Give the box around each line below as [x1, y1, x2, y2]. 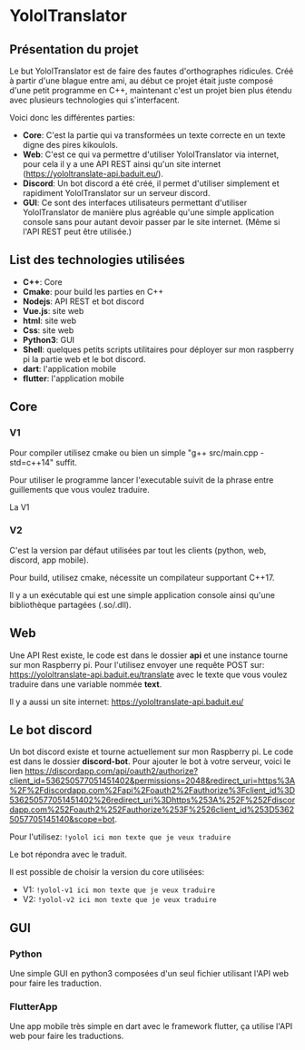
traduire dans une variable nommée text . [9, 678, 162, 690]
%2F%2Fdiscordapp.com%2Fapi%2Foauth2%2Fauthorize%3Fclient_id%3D [9, 785, 295, 796]
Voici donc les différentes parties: [9, 113, 135, 123]
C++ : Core [22, 276, 63, 287]
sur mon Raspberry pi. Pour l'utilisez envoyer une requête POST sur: [9, 659, 265, 670]
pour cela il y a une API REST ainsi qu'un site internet [22, 159, 221, 169]
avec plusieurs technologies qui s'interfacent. [9, 94, 180, 105]
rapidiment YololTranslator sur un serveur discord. [22, 188, 211, 198]
